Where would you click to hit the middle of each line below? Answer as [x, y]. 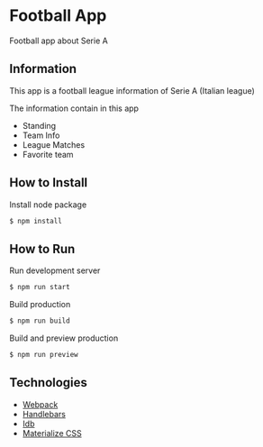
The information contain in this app [74, 108]
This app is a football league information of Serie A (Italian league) [132, 90]
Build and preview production [64, 338]
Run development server [55, 270]
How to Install [49, 182]
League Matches [54, 144]
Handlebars [44, 414]
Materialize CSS [52, 433]
